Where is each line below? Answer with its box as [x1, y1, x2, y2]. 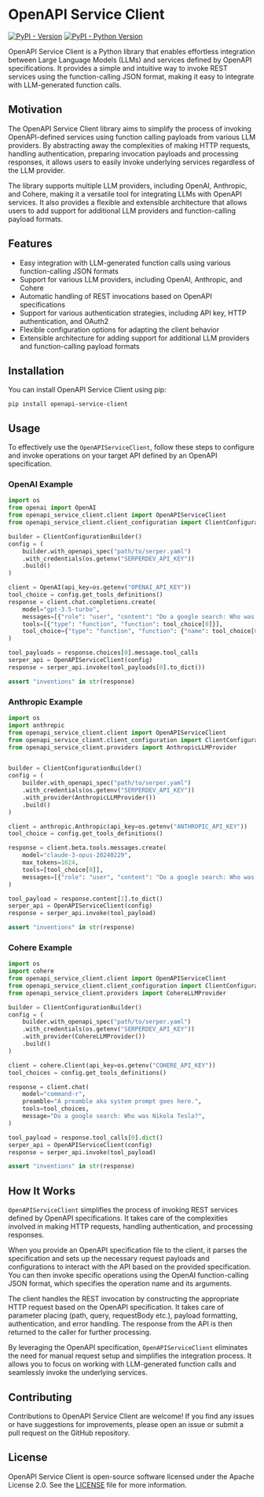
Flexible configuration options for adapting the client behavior [19, 325, 220, 334]
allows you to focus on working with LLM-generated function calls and [8, 1359, 236, 1369]
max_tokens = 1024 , [22, 859, 79, 866]
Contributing [8, 1390, 72, 1404]
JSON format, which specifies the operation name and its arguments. [8, 1279, 232, 1289]
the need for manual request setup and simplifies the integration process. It [8, 1351, 252, 1361]
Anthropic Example [8, 696, 83, 707]
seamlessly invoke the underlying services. [8, 1368, 148, 1377]
